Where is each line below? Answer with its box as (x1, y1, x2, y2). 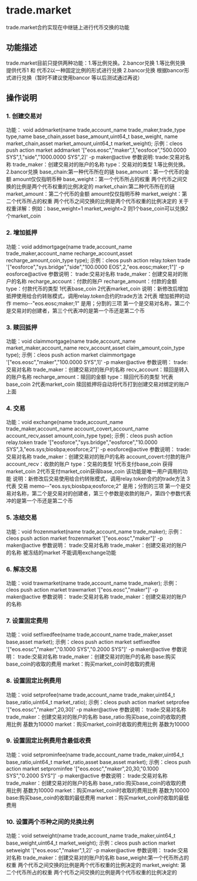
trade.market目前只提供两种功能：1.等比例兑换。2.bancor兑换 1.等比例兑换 (6, 59, 186, 66)
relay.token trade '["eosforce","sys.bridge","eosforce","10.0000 (6, 439, 158, 446)
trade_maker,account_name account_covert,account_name (6, 425, 149, 432)
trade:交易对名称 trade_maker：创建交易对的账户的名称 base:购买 (17, 653, 176, 660)
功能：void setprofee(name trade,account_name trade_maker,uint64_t (6, 691, 175, 698)
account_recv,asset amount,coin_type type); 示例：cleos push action (6, 432, 173, 439)
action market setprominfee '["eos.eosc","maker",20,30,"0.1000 (6, 765, 159, 772)
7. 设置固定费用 (6, 616, 49, 625)
